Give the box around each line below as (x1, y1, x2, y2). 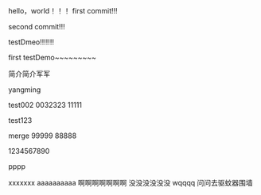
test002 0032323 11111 (8, 101, 82, 109)
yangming (8, 85, 41, 94)
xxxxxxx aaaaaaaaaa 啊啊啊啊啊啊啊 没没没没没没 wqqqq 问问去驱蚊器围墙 (8, 178, 253, 187)
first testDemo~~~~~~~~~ (8, 53, 97, 62)
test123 (8, 116, 33, 124)
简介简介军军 (8, 69, 50, 78)
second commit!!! (8, 22, 65, 31)
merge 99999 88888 (8, 131, 77, 140)
